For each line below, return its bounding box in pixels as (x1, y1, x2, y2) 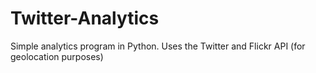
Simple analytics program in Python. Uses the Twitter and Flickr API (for (10, 40, 306, 52)
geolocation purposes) (10, 50, 104, 62)
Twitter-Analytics (10, 7, 160, 30)
